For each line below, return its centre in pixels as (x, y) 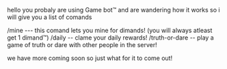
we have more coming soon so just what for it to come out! (90, 58)
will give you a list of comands (50, 17)
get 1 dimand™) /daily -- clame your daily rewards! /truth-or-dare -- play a (110, 38)
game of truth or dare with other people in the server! (82, 45)
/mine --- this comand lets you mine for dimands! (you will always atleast (110, 30)
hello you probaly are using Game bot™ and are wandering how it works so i (113, 10)
